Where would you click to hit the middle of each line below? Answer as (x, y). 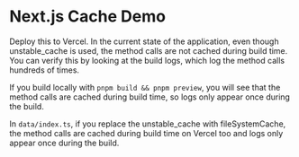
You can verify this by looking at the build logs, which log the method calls (147, 60)
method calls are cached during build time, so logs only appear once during (150, 97)
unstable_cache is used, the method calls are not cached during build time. (149, 50)
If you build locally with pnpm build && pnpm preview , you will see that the (145, 87)
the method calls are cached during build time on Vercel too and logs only (146, 133)
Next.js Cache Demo (88, 17)
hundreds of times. (44, 70)
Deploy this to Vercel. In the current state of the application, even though (144, 41)
